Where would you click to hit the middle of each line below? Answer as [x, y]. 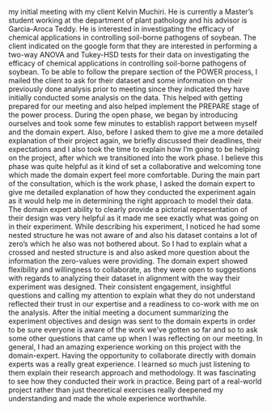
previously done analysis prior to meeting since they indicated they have [129, 89]
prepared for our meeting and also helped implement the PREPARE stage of [134, 106]
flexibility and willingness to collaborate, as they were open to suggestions [132, 269]
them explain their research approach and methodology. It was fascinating [132, 373]
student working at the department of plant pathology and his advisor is [128, 20]
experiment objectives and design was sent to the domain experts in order [132, 321]
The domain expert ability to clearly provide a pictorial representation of [128, 209]
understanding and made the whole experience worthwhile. [108, 398]
